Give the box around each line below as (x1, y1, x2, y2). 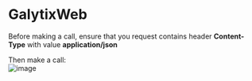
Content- (213, 31, 245, 41)
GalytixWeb (8, 6, 87, 24)
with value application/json (27, 39, 118, 49)
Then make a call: (8, 55, 66, 64)
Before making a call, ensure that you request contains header (8, 31, 212, 41)
